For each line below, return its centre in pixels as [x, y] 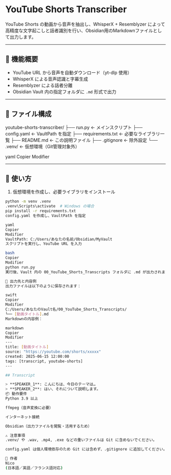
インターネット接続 [22, 417]
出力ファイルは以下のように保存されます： [43, 286]
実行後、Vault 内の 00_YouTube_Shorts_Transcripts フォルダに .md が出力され [83, 272]
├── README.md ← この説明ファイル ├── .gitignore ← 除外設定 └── [84, 140]
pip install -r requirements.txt [41, 211]
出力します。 [23, 37]
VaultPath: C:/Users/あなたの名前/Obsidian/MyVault [59, 239]
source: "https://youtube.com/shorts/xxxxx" [53, 352]
